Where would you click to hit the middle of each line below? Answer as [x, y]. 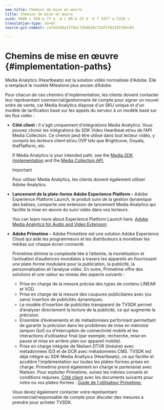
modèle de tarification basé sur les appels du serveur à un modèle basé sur [81, 110]
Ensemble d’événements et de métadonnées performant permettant [88, 320]
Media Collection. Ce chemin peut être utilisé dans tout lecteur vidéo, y [83, 135]
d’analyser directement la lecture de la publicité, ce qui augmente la [87, 310]
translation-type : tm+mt [30, 23]
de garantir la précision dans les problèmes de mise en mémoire [84, 325]
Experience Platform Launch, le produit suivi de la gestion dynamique [82, 199]
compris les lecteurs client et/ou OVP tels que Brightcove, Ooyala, [78, 141]
